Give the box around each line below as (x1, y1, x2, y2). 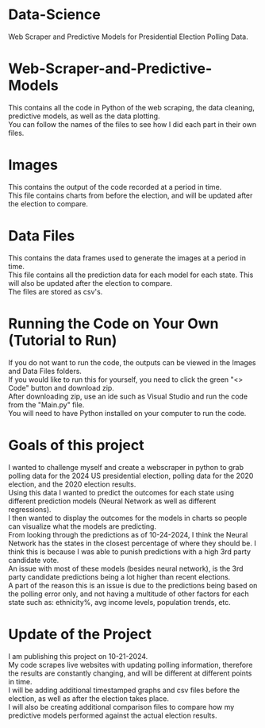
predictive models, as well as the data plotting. (8, 111, 160, 121)
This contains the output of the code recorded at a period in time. (8, 182, 222, 191)
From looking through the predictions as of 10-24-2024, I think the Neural (8, 530, 248, 539)
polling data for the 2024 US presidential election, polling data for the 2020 (8, 471, 254, 480)
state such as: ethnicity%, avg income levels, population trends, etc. (8, 597, 232, 607)
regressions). (8, 504, 52, 514)
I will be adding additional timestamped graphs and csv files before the (8, 685, 240, 695)
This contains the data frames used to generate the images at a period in (8, 252, 246, 263)
